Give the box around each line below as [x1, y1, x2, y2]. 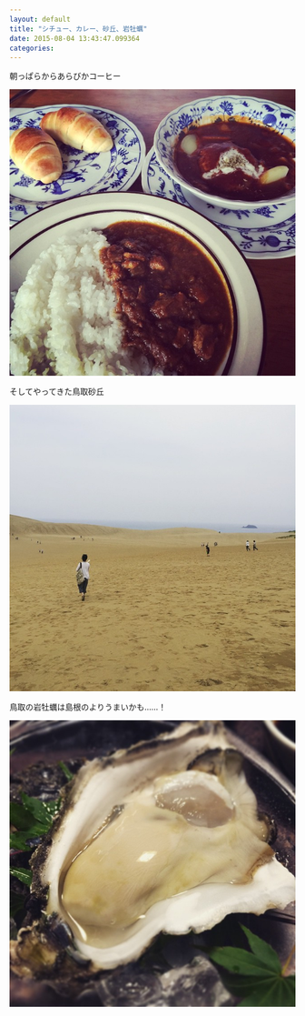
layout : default [9, 15, 71, 24]
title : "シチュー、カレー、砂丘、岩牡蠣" [9, 24, 148, 34]
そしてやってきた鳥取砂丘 [9, 387, 104, 397]
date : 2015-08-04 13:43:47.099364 [9, 34, 141, 43]
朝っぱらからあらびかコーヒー [9, 71, 121, 82]
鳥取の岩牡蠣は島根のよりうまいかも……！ [9, 701, 166, 713]
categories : [9, 44, 54, 53]
